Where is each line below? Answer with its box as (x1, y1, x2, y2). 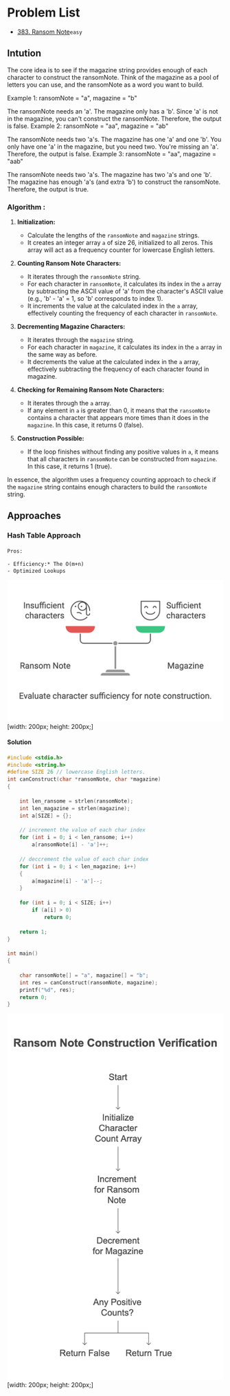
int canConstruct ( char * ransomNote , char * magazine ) (7, 776, 161, 783)
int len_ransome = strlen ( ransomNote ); (19, 797, 134, 805)
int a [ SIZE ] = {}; (19, 812, 72, 819)
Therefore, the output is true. (7, 184, 89, 193)
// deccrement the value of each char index (19, 856, 149, 863)
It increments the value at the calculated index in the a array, (27, 302, 198, 310)
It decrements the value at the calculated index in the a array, (27, 358, 200, 366)
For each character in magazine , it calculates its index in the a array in (27, 343, 222, 352)
